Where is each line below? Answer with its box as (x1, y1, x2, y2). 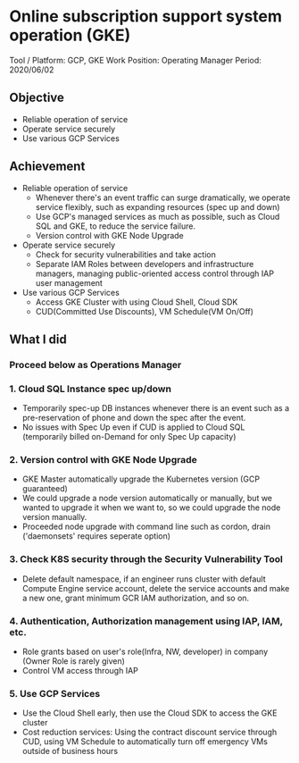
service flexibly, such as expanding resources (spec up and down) (35, 201, 280, 212)
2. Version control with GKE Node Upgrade (9, 454, 198, 466)
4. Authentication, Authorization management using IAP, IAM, (9, 615, 283, 627)
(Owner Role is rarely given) (21, 656, 125, 667)
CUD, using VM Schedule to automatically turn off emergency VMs (21, 736, 268, 747)
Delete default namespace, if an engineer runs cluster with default (21, 574, 266, 584)
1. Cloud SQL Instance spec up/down (9, 382, 172, 395)
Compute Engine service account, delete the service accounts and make (21, 583, 290, 593)
